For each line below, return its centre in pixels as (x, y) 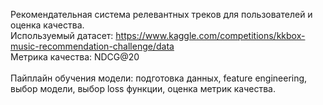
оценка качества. (47, 25)
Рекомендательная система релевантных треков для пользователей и (161, 14)
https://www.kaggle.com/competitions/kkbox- (210, 35)
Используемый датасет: (62, 35)
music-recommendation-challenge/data (92, 46)
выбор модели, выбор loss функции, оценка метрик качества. (143, 88)
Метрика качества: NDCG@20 (75, 57)
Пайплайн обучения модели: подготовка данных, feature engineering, (159, 78)
